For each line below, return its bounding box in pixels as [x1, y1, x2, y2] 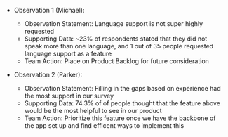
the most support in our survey [24, 91, 114, 100]
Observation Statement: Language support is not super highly [24, 20, 203, 27]
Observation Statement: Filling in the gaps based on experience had [24, 84, 221, 92]
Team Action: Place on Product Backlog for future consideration [24, 57, 209, 65]
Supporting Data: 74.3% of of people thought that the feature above [24, 99, 221, 107]
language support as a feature [24, 49, 112, 58]
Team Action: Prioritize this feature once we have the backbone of [24, 114, 216, 122]
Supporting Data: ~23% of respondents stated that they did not [24, 34, 208, 43]
